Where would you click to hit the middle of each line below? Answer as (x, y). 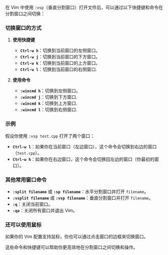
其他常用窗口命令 (26, 180)
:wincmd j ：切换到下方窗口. (49, 97)
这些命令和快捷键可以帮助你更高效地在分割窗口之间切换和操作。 (71, 247)
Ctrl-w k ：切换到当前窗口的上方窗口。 (60, 63)
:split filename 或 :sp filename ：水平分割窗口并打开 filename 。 (80, 191)
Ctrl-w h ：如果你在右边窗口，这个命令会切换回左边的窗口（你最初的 (83, 159)
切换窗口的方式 (23, 28)
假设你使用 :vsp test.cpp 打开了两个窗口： (50, 136)
